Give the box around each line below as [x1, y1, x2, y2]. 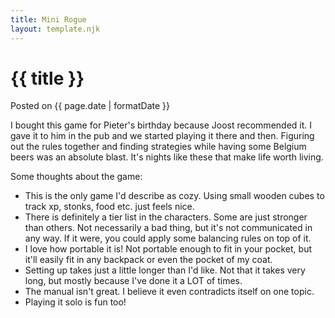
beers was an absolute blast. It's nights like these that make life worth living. [10, 151, 324, 163]
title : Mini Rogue [10, 14, 87, 25]
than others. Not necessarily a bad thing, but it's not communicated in [24, 222, 313, 234]
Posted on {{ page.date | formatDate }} [10, 100, 170, 112]
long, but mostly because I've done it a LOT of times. [24, 275, 243, 287]
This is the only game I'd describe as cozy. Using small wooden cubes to [24, 190, 325, 202]
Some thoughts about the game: [10, 171, 143, 183]
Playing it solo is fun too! [24, 296, 127, 308]
